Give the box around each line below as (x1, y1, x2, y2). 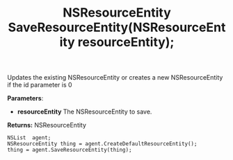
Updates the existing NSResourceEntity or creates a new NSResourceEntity (7, 73, 223, 82)
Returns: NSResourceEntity (7, 121, 87, 130)
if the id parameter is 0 (7, 81, 72, 89)
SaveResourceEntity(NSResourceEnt (8, 19, 226, 35)
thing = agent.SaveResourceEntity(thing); (7, 147, 132, 154)
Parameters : (7, 94, 44, 103)
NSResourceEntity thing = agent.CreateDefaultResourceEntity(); (7, 141, 198, 148)
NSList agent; (7, 134, 51, 141)
